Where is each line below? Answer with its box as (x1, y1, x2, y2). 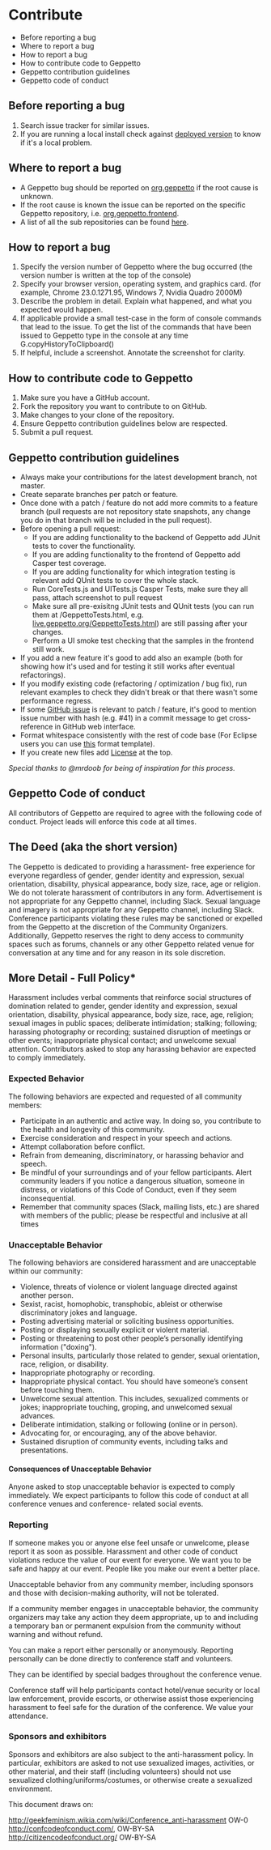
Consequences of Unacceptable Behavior (8, 1464, 152, 1474)
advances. (19, 1411, 55, 1421)
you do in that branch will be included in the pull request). (19, 516, 213, 525)
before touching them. (19, 1385, 95, 1395)
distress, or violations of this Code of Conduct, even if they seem (19, 1184, 237, 1194)
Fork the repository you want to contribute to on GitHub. (19, 402, 208, 411)
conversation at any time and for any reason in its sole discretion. (8, 947, 226, 957)
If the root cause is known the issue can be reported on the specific (19, 200, 247, 210)
